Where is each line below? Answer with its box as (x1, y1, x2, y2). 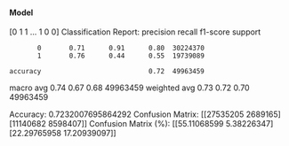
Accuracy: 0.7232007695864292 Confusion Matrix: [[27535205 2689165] (9, 109, 282, 119)
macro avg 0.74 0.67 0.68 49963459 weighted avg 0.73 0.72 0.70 (9, 82, 251, 93)
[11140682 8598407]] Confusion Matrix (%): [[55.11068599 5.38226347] (9, 119, 274, 129)
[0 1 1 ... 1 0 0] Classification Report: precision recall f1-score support (9, 27, 261, 37)
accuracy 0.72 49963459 (9, 67, 205, 76)
